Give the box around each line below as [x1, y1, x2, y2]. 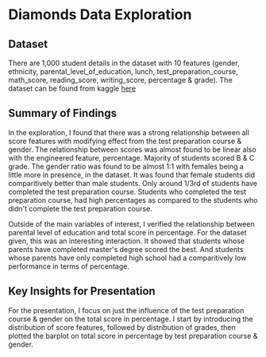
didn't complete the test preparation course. [8, 204, 152, 213]
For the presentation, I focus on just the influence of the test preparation [8, 305, 245, 315]
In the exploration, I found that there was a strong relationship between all [8, 127, 250, 137]
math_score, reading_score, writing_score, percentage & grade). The [8, 76, 233, 84]
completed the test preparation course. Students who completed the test [8, 187, 246, 196]
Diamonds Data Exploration [8, 6, 192, 24]
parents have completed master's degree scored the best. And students [8, 244, 244, 254]
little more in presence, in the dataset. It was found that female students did [8, 169, 256, 180]
